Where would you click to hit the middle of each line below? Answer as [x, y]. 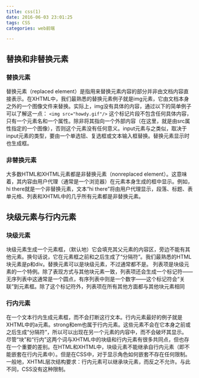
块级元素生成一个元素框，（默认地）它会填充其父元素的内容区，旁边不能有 [96, 249]
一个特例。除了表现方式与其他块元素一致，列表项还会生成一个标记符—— [105, 271]
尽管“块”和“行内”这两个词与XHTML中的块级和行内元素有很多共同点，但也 [95, 339]
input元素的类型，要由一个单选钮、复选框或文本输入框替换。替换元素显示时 [98, 136]
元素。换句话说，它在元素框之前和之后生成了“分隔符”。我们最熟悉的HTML [101, 256]
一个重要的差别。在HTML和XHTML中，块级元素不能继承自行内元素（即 [98, 347]
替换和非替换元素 [37, 59]
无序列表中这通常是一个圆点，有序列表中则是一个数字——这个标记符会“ [93, 279]
